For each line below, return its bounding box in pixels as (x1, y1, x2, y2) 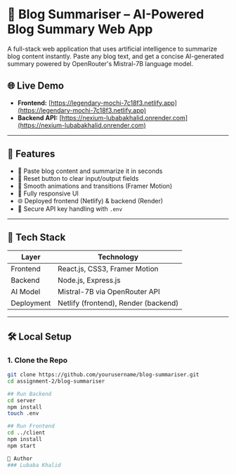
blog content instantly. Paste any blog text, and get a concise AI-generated (7, 52, 224, 60)
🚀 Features (7, 148, 55, 160)
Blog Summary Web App (7, 21, 153, 37)
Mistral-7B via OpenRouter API (57, 287, 160, 297)
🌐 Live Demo (7, 80, 65, 92)
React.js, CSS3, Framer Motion (57, 264, 159, 274)
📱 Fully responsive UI (17, 189, 79, 198)
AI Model (11, 287, 41, 297)
